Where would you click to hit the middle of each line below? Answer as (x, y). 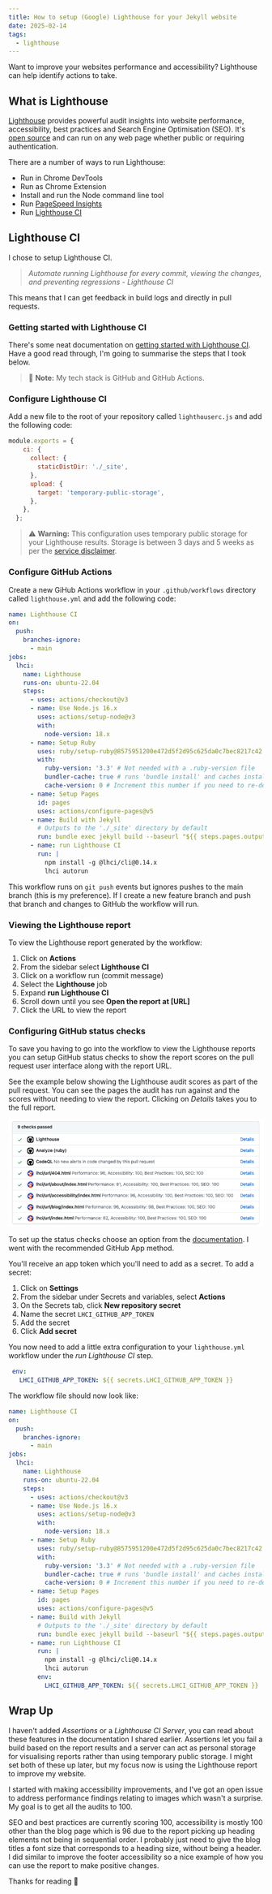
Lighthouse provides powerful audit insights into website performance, (126, 121)
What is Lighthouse (59, 101)
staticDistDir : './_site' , (83, 467)
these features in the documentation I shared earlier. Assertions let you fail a (136, 1739)
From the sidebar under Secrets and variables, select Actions (123, 1297)
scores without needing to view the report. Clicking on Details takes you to (133, 1099)
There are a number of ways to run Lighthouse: (87, 162)
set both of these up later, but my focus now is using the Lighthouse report (133, 1765)
